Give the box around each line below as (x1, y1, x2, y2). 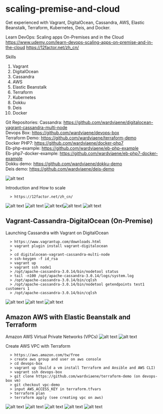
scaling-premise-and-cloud (5, 3, 120, 15)
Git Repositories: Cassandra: (5, 119, 63, 125)
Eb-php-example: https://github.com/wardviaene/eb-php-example (5, 145, 139, 151)
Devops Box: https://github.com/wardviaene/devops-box (5, 130, 119, 135)
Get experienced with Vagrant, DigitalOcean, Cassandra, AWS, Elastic (5, 19, 145, 25)
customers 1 (5, 286, 30, 291)
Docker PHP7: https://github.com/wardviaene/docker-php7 (5, 140, 124, 146)
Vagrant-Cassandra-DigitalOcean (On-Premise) (5, 217, 153, 225)
